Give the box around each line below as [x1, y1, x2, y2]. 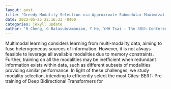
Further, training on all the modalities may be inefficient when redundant [5, 56, 156, 63]
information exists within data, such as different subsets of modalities [5, 62, 151, 68]
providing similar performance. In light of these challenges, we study [5, 67, 149, 74]
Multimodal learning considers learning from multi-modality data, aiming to [5, 40, 162, 46]
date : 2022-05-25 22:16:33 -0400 [5, 17, 76, 22]
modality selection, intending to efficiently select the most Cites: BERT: [5, 73, 154, 79]
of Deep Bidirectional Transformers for [22, 78, 103, 84]
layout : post [5, 7, 33, 13]
